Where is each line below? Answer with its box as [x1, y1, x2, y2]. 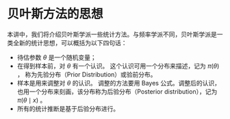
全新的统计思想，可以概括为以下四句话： [12, 38, 127, 47]
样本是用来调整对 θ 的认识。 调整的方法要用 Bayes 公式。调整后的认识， [16, 79, 221, 87]
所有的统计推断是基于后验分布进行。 [16, 104, 120, 113]
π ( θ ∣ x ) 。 [16, 96, 47, 104]
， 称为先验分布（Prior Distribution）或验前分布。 [16, 70, 157, 79]
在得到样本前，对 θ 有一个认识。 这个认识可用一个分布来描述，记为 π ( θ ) [16, 62, 220, 70]
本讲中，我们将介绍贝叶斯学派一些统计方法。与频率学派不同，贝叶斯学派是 [7, 30, 217, 38]
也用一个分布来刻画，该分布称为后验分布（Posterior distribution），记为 [16, 87, 218, 96]
